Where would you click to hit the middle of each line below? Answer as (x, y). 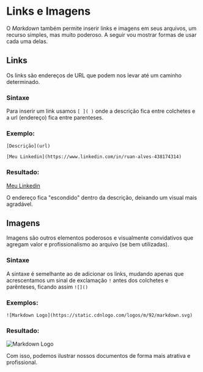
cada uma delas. (27, 41)
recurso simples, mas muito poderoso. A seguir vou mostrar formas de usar (102, 34)
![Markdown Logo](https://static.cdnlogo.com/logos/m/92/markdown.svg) (99, 316)
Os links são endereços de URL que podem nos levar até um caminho (94, 75)
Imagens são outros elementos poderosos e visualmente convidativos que (100, 238)
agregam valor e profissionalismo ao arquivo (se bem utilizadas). (88, 245)
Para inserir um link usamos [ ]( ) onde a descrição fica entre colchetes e (101, 111)
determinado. (23, 82)
